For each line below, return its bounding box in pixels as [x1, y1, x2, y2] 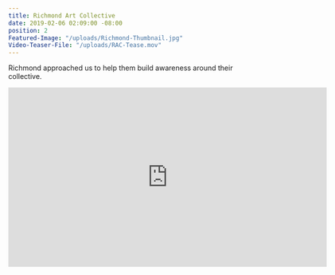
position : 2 [8, 26, 48, 34]
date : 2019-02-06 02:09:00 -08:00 [8, 19, 123, 27]
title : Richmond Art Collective [8, 11, 115, 20]
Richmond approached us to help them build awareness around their [8, 63, 233, 73]
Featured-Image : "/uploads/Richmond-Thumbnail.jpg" [8, 33, 183, 42]
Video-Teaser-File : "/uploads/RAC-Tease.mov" [8, 41, 162, 49]
